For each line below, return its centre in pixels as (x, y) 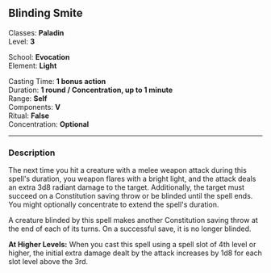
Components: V (34, 107)
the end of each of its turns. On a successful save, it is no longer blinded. (130, 229)
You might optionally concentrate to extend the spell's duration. (114, 204)
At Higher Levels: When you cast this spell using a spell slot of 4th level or (132, 245)
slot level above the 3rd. (48, 262)
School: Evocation (39, 57)
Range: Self (28, 98)
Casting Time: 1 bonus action (57, 81)
